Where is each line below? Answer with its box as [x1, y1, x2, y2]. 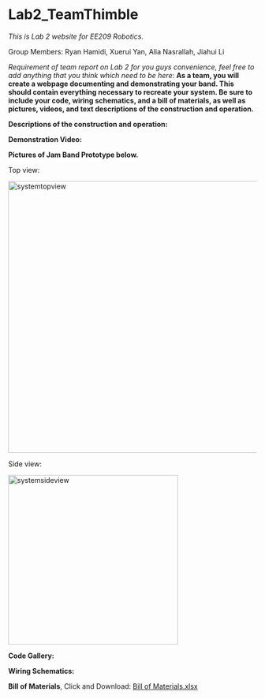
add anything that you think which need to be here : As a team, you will [8, 70, 239, 80]
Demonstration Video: [8, 134, 83, 144]
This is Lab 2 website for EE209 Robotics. [8, 32, 144, 41]
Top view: [8, 165, 40, 174]
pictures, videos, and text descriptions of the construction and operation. [8, 104, 254, 114]
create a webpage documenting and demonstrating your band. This [8, 79, 234, 88]
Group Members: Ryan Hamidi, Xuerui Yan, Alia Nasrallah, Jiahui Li [8, 47, 225, 56]
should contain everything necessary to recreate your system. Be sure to [8, 87, 253, 96]
